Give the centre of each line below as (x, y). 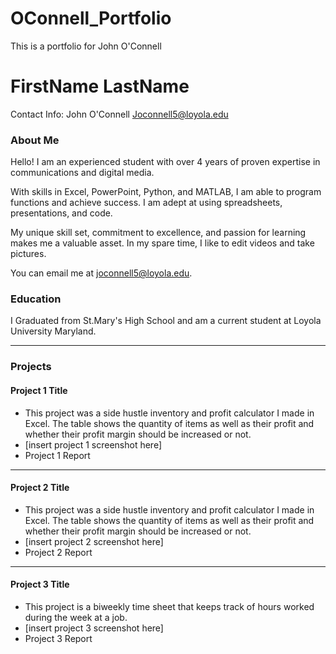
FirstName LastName (100, 86)
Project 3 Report (58, 638)
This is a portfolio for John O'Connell (86, 46)
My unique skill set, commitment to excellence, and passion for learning (158, 233)
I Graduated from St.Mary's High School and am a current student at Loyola (166, 321)
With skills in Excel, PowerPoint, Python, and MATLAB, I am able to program (166, 192)
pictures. (28, 254)
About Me (35, 140)
